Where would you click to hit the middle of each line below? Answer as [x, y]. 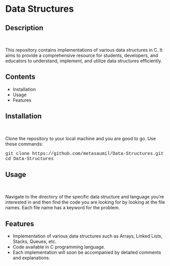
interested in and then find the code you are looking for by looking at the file [85, 202]
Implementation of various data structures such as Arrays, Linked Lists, [88, 236]
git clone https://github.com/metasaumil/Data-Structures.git [84, 153]
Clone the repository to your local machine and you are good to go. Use [81, 138]
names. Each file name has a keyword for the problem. [63, 208]
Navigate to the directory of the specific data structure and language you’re [85, 197]
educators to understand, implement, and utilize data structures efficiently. [84, 61]
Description [24, 28]
